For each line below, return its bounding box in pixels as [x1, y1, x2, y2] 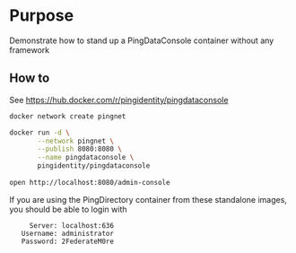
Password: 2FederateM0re [21, 237, 115, 246]
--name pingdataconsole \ [37, 153, 135, 162]
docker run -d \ [9, 127, 70, 137]
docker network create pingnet [9, 111, 126, 121]
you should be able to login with [9, 204, 127, 214]
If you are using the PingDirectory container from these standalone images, [9, 194, 287, 205]
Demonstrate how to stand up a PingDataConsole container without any [9, 35, 274, 46]
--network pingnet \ [37, 136, 115, 145]
